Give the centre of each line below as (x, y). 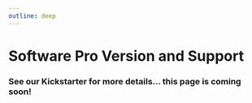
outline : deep (33, 16)
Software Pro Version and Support (126, 56)
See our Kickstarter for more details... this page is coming (125, 81)
